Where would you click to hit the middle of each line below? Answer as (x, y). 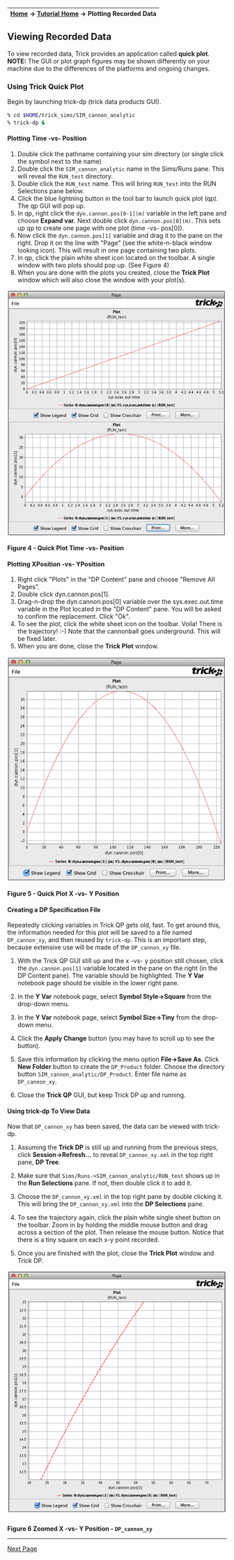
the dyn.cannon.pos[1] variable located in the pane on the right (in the (117, 968)
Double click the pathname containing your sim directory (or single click (120, 154)
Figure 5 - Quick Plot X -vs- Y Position (63, 894)
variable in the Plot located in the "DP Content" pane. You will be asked (119, 609)
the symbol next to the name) (60, 162)
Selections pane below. (51, 191)
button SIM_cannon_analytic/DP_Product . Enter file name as (102, 1074)
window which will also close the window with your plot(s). (102, 280)
